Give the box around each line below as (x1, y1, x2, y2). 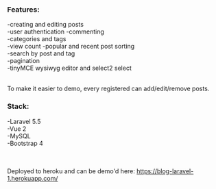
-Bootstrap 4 (7, 139, 43, 147)
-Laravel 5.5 (7, 117, 41, 125)
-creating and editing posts (7, 21, 84, 29)
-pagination (7, 57, 40, 65)
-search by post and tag (7, 49, 75, 58)
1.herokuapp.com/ (7, 174, 58, 182)
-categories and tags (7, 35, 67, 43)
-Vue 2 (7, 125, 27, 133)
